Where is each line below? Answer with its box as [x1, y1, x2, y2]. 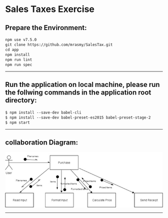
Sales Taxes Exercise [5, 3, 95, 15]
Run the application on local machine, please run [5, 80, 160, 89]
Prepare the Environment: [5, 23, 87, 32]
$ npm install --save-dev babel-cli [5, 110, 81, 115]
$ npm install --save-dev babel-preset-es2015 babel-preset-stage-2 [5, 115, 151, 120]
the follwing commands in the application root [5, 88, 151, 97]
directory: [5, 96, 37, 104]
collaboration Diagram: [5, 138, 78, 147]
